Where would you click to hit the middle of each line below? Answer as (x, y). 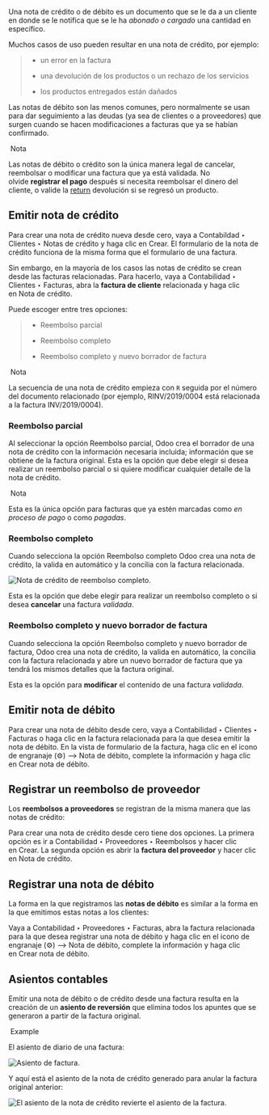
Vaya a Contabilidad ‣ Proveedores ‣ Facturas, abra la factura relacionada (132, 928)
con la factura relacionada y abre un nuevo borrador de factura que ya (126, 660)
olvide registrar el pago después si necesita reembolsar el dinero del (123, 182)
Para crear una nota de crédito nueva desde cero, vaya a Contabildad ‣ (127, 234)
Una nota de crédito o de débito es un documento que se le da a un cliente (132, 12)
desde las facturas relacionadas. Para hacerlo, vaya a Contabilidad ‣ (122, 276)
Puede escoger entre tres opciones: (68, 309)
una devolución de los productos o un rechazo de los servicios (145, 76)
